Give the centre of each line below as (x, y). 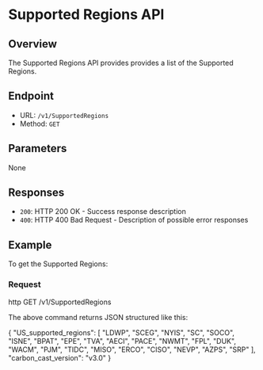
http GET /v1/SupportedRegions (60, 302)
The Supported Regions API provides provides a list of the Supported (121, 63)
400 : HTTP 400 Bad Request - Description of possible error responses (134, 220)
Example (30, 244)
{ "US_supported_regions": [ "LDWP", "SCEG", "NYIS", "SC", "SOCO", (122, 332)
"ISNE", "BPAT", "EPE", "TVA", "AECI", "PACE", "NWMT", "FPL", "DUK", (122, 341)
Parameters (38, 149)
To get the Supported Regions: (58, 264)
